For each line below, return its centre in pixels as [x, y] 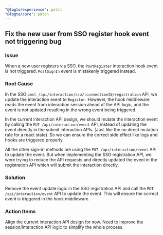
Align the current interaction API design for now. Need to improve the [74, 222]
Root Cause [19, 84]
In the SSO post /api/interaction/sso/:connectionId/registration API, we [81, 94]
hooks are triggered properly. [35, 140]
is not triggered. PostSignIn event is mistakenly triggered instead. [71, 71]
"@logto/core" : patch [27, 14]
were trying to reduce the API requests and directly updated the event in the [81, 160]
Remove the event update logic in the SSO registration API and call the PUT [80, 188]
